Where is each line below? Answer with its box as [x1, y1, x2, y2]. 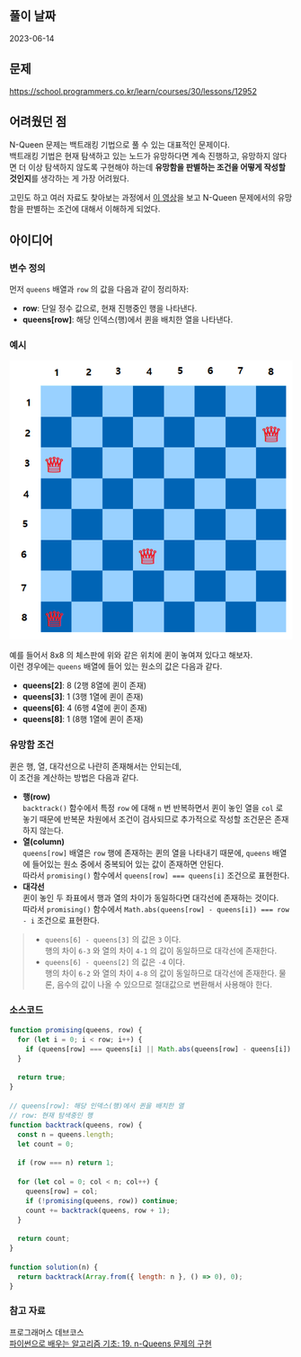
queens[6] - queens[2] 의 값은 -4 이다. [44, 956, 186, 967]
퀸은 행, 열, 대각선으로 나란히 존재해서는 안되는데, [9, 761, 182, 772]
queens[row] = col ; [25, 1186, 99, 1196]
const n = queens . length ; [17, 1129, 115, 1139]
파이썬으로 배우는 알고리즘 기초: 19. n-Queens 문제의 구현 [9, 1338, 213, 1349]
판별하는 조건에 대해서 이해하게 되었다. [25, 203, 161, 214]
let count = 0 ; [17, 1139, 75, 1148]
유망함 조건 [9, 738, 55, 751]
